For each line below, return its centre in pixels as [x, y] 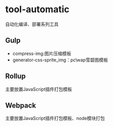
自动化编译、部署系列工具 [32, 24]
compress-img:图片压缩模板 [42, 53]
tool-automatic [37, 9]
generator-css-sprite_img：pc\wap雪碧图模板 [60, 60]
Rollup [16, 76]
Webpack [21, 105]
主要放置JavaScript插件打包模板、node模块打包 [55, 118]
